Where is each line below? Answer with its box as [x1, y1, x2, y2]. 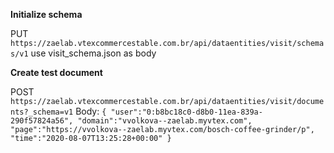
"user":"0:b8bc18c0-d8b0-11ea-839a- [110, 107, 263, 117]
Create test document [10, 67, 103, 78]
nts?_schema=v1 [10, 107, 74, 117]
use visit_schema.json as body [30, 47, 157, 59]
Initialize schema [10, 9, 83, 20]
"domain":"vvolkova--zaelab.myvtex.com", [77, 116, 253, 126]
